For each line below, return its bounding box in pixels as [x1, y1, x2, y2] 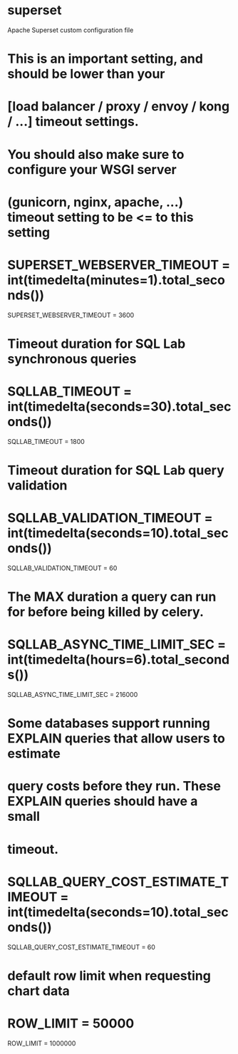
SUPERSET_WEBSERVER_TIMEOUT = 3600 [7, 311, 135, 319]
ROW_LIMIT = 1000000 [7, 1039, 76, 1048]
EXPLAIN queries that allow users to [7, 730, 226, 747]
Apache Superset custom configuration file [7, 26, 134, 34]
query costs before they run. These [7, 778, 221, 795]
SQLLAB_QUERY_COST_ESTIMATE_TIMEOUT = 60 [7, 943, 155, 951]
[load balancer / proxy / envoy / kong [7, 98, 230, 115]
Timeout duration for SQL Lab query [7, 462, 224, 478]
